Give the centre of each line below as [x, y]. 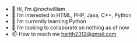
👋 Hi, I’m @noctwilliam [38, 9]
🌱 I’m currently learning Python [49, 21]
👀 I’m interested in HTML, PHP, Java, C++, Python [72, 15]
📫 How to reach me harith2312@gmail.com [64, 34]
